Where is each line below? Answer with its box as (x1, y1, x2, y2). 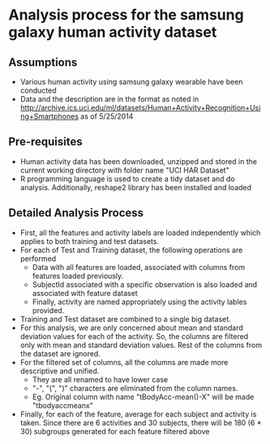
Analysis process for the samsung (8, 6, 245, 24)
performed (19, 254, 57, 263)
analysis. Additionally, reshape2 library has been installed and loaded (19, 182, 252, 192)
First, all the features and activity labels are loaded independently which (19, 228, 261, 237)
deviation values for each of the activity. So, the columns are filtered (19, 331, 249, 341)
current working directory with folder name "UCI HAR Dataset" (19, 165, 229, 175)
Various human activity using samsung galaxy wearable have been (19, 77, 243, 86)
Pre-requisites (8, 135, 83, 149)
